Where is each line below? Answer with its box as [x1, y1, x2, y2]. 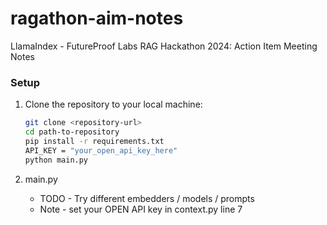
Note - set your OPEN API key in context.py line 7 [39, 203, 243, 215]
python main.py [24, 155, 89, 165]
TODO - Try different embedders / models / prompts [39, 192, 255, 204]
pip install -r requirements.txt [24, 136, 165, 146]
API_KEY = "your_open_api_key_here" [24, 145, 178, 156]
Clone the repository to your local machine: [24, 98, 203, 111]
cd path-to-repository [24, 127, 120, 137]
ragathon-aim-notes [10, 7, 184, 30]
